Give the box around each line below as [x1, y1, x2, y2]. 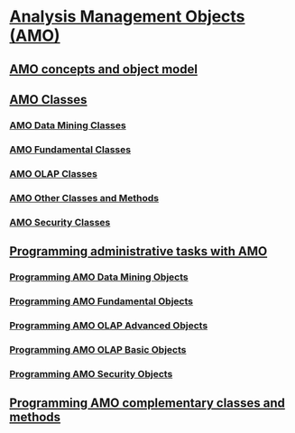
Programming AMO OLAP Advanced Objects [9, 318, 208, 331]
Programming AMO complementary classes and [9, 395, 286, 410]
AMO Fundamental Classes [9, 143, 132, 155]
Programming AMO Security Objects [9, 367, 173, 380]
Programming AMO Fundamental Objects [9, 295, 194, 308]
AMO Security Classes [9, 216, 111, 228]
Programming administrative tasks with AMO [9, 244, 268, 259]
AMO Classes [9, 92, 88, 107]
